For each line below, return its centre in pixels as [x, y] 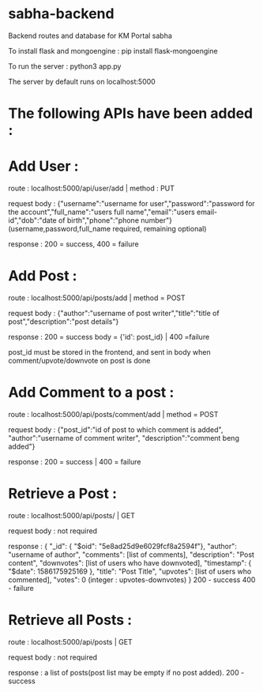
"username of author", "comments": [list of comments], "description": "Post [131, 555]
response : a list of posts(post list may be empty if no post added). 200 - [126, 672]
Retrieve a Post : [62, 494]
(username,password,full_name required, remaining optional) [107, 229]
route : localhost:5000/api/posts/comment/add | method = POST [113, 414]
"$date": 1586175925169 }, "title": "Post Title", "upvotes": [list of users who [130, 571]
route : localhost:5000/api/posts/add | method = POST [97, 298]
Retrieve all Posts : [70, 620]
